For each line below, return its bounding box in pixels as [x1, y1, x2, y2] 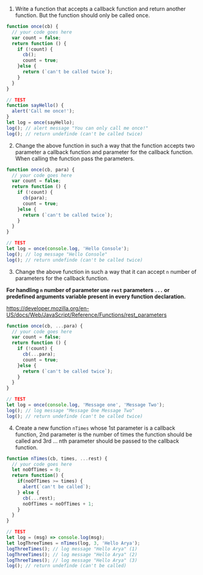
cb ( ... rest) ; [22, 495, 56, 501]
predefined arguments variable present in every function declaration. [6, 293, 186, 300]
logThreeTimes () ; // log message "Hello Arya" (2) [6, 551, 138, 557]
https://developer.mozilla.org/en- [6, 304, 90, 312]
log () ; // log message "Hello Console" [6, 251, 108, 257]
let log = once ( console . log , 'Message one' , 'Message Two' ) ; [6, 402, 165, 408]
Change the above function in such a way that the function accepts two [15, 141, 195, 149]
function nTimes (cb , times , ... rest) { [6, 455, 108, 462]
